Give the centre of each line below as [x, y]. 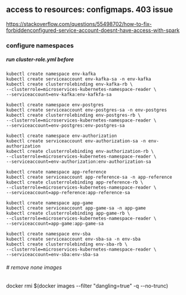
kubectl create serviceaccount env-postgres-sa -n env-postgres [87, 110]
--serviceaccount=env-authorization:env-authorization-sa [79, 162]
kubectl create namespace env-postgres [55, 105]
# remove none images [34, 267]
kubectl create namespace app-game [50, 203]
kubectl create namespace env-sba [49, 234]
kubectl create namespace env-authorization [62, 136]
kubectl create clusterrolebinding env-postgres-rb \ [74, 115]
